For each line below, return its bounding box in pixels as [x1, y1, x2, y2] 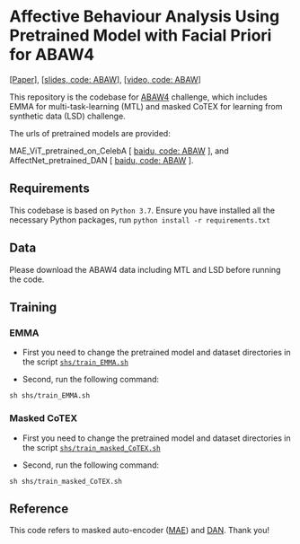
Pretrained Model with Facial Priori [9, 25, 272, 46]
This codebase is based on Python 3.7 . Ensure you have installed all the [9, 205, 276, 215]
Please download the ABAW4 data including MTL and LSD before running [9, 264, 281, 275]
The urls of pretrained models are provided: [9, 127, 171, 138]
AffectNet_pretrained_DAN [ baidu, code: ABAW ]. [9, 154, 194, 165]
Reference [9, 501, 69, 516]
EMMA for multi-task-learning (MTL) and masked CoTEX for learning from [9, 101, 283, 111]
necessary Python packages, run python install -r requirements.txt [9, 214, 271, 225]
